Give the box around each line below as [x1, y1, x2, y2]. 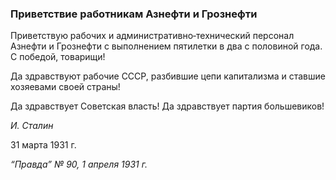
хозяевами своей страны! [10, 81, 121, 93]
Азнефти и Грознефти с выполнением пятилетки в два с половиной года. [10, 40, 323, 52]
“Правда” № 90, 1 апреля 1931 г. [10, 158, 148, 171]
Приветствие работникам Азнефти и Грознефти [10, 7, 258, 21]
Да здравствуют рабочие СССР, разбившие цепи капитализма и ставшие [10, 70, 326, 82]
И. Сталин [10, 120, 54, 132]
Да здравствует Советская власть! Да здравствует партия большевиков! [10, 100, 325, 112]
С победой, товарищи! [10, 51, 106, 63]
